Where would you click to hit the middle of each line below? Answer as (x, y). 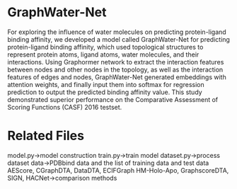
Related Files (46, 136)
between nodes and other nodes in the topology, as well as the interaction (115, 69)
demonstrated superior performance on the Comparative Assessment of (113, 99)
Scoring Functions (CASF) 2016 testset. (65, 107)
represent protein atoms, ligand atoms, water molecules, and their (103, 55)
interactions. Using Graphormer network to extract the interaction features (116, 62)
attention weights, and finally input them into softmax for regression (106, 84)
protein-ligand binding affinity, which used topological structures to (105, 47)
